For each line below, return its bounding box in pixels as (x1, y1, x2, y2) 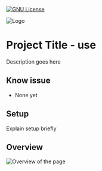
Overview (6, 142, 44, 152)
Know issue (6, 76, 51, 86)
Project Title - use (6, 38, 97, 52)
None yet (14, 91, 38, 98)
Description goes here (6, 58, 61, 65)
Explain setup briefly (6, 125, 57, 132)
